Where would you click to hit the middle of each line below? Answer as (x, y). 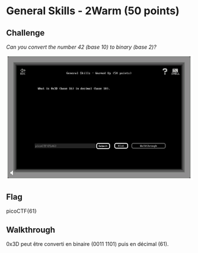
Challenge (25, 33)
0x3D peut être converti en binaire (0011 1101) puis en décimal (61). (87, 244)
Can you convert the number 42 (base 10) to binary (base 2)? (82, 47)
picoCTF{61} (22, 211)
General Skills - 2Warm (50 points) (93, 11)
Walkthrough (31, 230)
